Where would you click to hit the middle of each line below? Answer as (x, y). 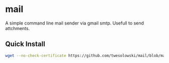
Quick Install (25, 44)
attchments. (18, 28)
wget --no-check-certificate (36, 55)
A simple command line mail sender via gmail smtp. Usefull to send (75, 23)
